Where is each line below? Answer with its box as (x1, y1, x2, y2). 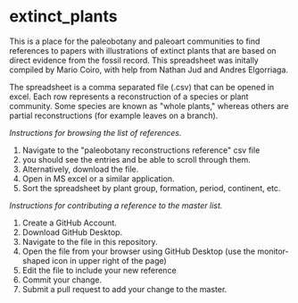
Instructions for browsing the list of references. (9, 127, 182, 138)
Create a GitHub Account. (21, 217, 118, 228)
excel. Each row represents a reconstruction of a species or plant (9, 91, 249, 102)
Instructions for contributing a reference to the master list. (9, 199, 223, 211)
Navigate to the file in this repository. (21, 236, 158, 247)
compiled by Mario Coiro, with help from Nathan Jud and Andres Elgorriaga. (9, 64, 288, 75)
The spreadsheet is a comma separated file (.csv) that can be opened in (9, 81, 275, 92)
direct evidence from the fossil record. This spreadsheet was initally (9, 55, 259, 65)
